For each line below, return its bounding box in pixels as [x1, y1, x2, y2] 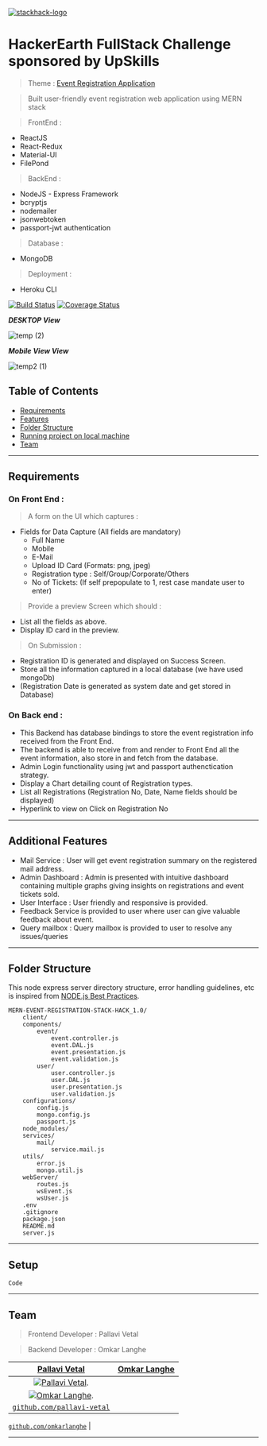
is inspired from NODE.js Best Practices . [8, 992, 140, 1001]
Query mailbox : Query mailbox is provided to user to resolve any [19, 922, 233, 933]
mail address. [19, 864, 64, 873]
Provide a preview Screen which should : [27, 601, 161, 611]
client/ [22, 1014, 48, 1022]
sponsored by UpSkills [8, 52, 161, 71]
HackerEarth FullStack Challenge [8, 36, 231, 53]
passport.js [37, 1118, 77, 1126]
